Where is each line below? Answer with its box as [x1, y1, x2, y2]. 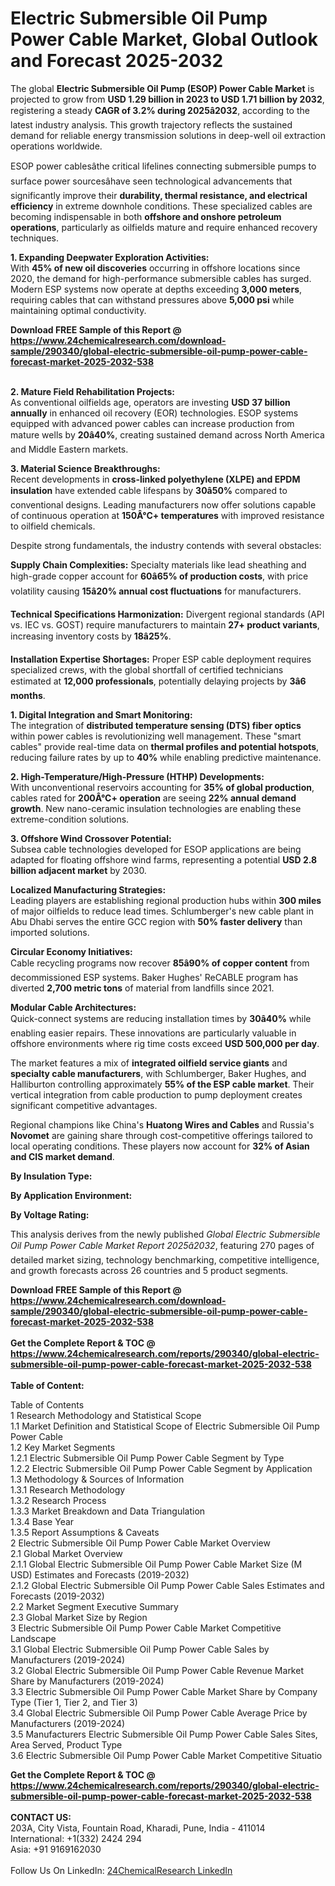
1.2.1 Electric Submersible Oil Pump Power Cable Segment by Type [10, 1452, 285, 1464]
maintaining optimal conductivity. [10, 304, 147, 316]
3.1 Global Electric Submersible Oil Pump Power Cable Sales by [10, 1643, 270, 1655]
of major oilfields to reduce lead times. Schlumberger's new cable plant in [10, 905, 314, 917]
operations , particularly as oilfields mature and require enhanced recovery [10, 221, 318, 233]
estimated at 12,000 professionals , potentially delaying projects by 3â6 [10, 675, 307, 687]
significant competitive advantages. [10, 1099, 158, 1111]
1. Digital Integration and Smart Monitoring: [10, 708, 193, 721]
